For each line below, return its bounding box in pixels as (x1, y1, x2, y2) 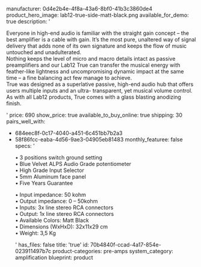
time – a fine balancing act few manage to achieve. (6, 75, 132, 81)
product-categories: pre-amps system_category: (52, 248, 173, 254)
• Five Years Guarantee (14, 180, 73, 186)
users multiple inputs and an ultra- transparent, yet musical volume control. (6, 87, 193, 94)
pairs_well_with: (6, 118, 46, 125)
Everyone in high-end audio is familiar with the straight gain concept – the (6, 29, 190, 37)
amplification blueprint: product (14, 254, 93, 261)
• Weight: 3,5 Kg (14, 230, 56, 236)
